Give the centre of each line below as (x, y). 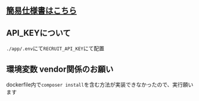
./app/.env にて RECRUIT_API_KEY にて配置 (55, 48)
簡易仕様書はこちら (41, 11)
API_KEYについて (38, 33)
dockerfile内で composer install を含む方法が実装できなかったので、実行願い (100, 85)
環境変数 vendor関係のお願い (60, 69)
